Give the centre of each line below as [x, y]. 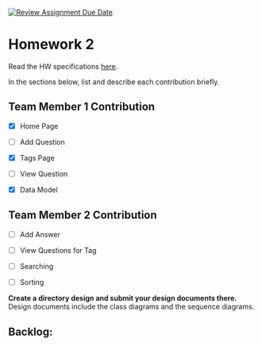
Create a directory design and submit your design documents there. [123, 298]
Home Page [39, 126]
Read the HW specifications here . [63, 66]
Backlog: [31, 331]
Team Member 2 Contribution [83, 215]
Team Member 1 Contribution [82, 107]
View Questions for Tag [58, 250]
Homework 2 [51, 45]
